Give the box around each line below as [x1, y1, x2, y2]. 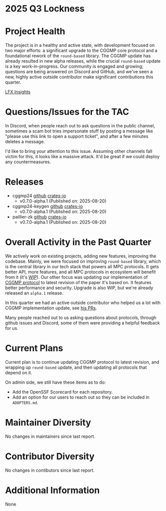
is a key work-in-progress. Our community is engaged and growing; [5, 63, 144, 70]
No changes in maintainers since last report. [5, 433, 96, 439]
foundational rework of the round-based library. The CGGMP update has [5, 53, 151, 59]
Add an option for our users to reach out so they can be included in [12, 394, 150, 400]
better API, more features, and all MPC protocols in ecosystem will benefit [5, 269, 156, 275]
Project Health [5, 26, 65, 37]
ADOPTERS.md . [12, 399, 39, 406]
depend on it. [5, 369, 32, 376]
